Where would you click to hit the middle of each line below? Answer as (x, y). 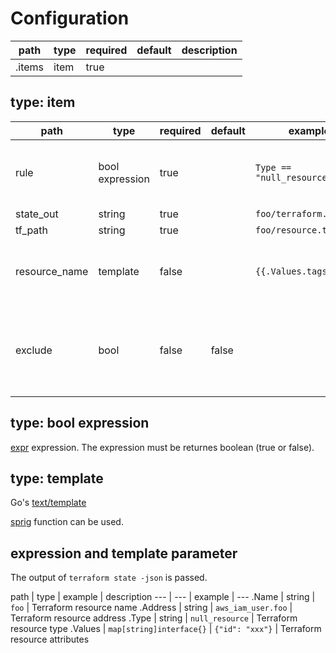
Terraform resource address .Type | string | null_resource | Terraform (154, 618)
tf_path (32, 230)
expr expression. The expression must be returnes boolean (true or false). (162, 447)
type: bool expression (80, 423)
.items (30, 67)
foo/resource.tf (293, 230)
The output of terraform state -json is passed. (109, 578)
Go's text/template (48, 503)
